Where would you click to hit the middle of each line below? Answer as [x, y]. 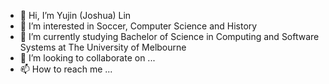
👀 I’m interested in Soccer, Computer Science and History [138, 26]
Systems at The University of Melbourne [103, 47]
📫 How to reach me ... [66, 69]
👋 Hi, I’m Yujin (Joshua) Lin [75, 15]
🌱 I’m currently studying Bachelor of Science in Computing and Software [169, 36]
